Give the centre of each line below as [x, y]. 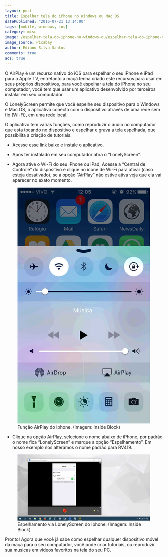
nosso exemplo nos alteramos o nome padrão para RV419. [72, 447]
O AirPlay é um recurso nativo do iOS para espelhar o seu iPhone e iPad [79, 73]
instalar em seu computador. [34, 94]
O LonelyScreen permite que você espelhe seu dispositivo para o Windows [82, 104]
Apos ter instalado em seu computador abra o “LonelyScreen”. [77, 154]
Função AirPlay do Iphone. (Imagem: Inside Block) [69, 427]
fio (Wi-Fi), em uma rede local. [37, 115]
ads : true [15, 58]
